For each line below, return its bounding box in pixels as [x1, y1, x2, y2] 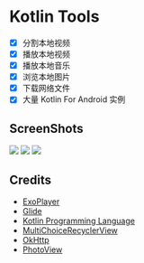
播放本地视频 [22, 49, 70, 60]
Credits [9, 172, 52, 187]
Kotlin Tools [9, 6, 100, 27]
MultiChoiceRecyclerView [22, 224, 119, 236]
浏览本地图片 [22, 71, 70, 82]
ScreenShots [9, 120, 84, 136]
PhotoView [22, 244, 63, 255]
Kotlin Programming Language [22, 215, 135, 226]
